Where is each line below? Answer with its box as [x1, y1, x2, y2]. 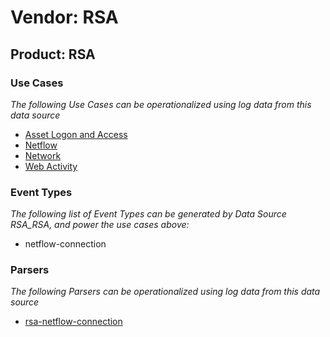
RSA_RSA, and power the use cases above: [10, 219, 190, 231]
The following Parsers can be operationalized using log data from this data [10, 286, 321, 298]
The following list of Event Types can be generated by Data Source [10, 208, 287, 220]
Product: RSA [10, 46, 96, 63]
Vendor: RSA [10, 6, 119, 29]
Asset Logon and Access [24, 128, 128, 140]
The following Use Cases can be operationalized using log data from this [10, 98, 312, 110]
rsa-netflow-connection [24, 316, 123, 328]
